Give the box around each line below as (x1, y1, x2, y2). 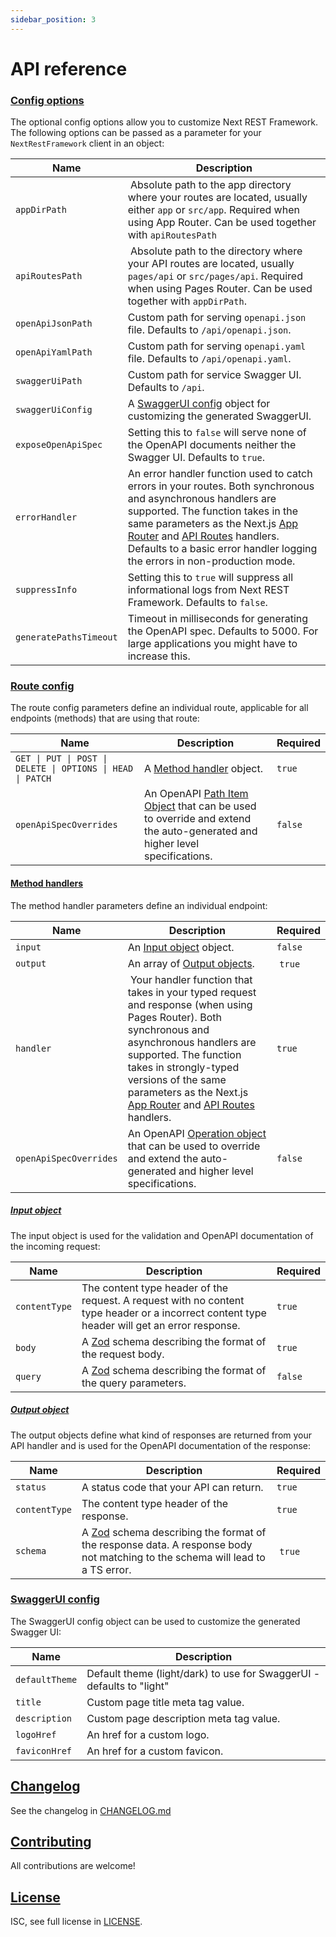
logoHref (15, 1729, 57, 1740)
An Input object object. (127, 940, 235, 954)
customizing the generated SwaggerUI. (127, 409, 312, 423)
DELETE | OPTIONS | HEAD (15, 763, 134, 775)
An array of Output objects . (127, 956, 255, 970)
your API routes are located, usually (127, 257, 295, 271)
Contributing (10, 1834, 92, 1851)
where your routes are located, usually (127, 191, 308, 205)
